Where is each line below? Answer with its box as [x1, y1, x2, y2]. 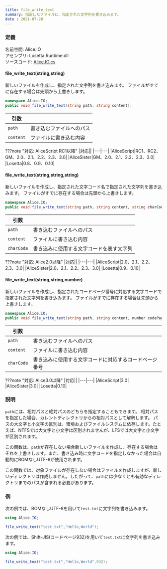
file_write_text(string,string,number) [5, 277, 83, 283]
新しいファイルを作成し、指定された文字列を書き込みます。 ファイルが [5, 82, 150, 88]
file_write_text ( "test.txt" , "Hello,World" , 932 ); [5, 559, 108, 564]
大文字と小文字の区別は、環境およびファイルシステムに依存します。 [13, 421, 153, 427]
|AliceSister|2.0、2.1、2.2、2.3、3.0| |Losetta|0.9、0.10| [25, 265, 140, 271]
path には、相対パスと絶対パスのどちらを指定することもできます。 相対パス [5, 408, 159, 414]
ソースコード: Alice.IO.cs [5, 58, 56, 65]
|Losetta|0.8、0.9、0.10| [5, 160, 55, 166]
